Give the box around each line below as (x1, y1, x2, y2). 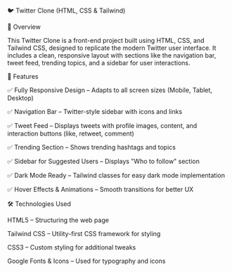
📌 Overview (7, 22, 41, 31)
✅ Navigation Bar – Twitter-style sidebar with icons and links (7, 108, 183, 115)
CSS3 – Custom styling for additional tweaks (7, 243, 136, 252)
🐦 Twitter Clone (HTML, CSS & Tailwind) (7, 6, 126, 15)
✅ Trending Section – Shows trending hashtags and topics (7, 143, 176, 151)
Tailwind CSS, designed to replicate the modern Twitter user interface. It (7, 44, 217, 52)
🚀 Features (7, 72, 39, 80)
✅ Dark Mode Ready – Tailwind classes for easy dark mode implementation (7, 171, 225, 179)
